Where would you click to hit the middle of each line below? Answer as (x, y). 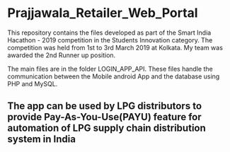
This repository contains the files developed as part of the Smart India (109, 33)
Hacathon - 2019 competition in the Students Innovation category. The (110, 40)
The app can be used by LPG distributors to (105, 106)
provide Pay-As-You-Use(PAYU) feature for (104, 117)
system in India (42, 139)
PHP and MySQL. (33, 83)
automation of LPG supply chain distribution (107, 128)
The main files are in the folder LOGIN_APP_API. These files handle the (110, 69)
